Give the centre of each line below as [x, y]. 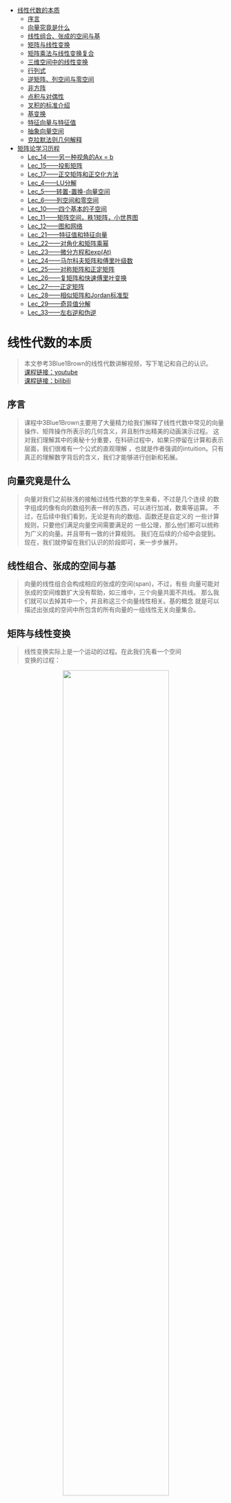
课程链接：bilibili [47, 380]
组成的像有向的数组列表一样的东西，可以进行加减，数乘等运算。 [121, 507]
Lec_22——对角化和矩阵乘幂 [68, 243]
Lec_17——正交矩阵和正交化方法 [73, 174]
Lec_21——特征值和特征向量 [68, 235]
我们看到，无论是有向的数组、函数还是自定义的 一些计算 [140, 516]
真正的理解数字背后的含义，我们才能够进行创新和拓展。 [102, 457]
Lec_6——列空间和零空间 [63, 200]
